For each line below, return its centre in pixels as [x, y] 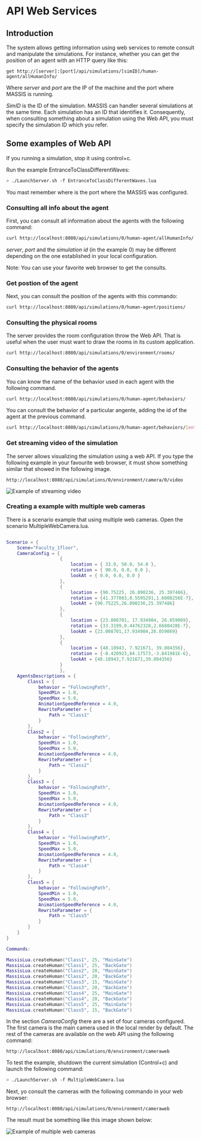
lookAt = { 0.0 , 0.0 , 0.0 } [105, 576]
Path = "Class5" [69, 916]
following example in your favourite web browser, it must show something [97, 463]
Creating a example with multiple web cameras [76, 506]
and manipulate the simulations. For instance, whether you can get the [93, 54]
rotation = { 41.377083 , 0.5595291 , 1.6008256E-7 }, [132, 598]
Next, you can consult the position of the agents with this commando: [92, 296]
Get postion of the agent [42, 283]
